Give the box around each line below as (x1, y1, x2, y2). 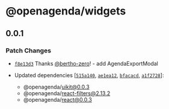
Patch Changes (5, 46, 52, 55)
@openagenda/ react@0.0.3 (23, 96, 93, 103)
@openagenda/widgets (5, 4, 126, 18)
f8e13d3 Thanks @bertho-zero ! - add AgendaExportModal (14, 60, 159, 67)
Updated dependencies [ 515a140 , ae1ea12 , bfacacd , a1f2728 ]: (14, 71, 164, 79)
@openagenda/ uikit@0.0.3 (23, 83, 90, 90)
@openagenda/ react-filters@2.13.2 (23, 89, 111, 97)
